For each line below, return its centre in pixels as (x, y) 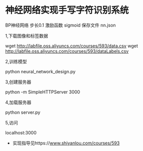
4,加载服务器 (18, 102)
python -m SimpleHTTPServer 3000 (43, 92)
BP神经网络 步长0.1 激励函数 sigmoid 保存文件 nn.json (60, 25)
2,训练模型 (16, 61)
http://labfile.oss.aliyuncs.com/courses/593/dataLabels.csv (67, 51)
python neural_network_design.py (40, 71)
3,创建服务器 (18, 82)
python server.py (23, 112)
